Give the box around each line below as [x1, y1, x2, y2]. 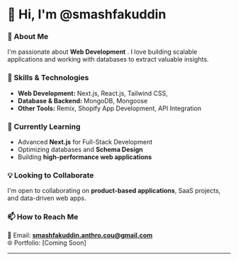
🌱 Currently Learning [7, 122, 81, 132]
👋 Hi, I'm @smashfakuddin [7, 6, 166, 23]
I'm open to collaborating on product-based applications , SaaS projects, [7, 187, 221, 195]
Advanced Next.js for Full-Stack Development [17, 138, 153, 146]
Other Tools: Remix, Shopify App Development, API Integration [17, 104, 202, 112]
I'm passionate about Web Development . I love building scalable [7, 47, 198, 56]
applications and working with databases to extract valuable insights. [7, 55, 209, 64]
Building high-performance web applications [17, 153, 152, 161]
